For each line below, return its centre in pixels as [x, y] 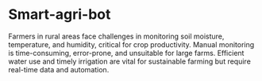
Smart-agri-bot [60, 15]
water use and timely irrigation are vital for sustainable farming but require [130, 61]
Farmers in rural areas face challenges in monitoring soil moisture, [116, 36]
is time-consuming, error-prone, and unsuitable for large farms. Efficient [126, 53]
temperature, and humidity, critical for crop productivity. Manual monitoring [131, 44]
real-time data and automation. [59, 69]
